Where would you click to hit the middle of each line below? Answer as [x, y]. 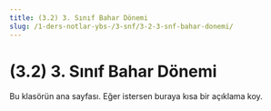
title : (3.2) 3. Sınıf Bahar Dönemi [79, 18]
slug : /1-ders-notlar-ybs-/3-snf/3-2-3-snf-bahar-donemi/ [121, 26]
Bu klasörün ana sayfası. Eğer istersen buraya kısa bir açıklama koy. [136, 96]
